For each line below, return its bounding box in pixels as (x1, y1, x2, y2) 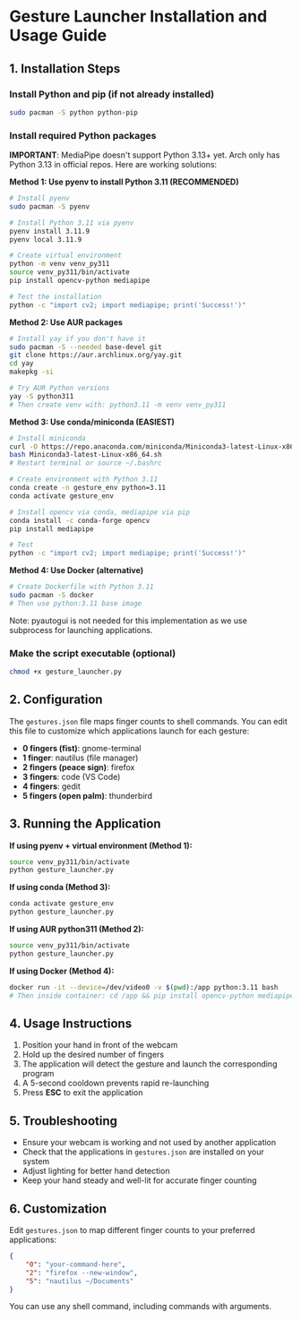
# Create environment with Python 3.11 (9, 475, 159, 484)
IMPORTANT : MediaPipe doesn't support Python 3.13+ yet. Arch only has (9, 150, 280, 160)
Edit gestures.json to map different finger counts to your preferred (9, 1225, 255, 1236)
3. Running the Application (9, 817, 161, 832)
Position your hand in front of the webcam (21, 1040, 178, 1050)
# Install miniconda (9, 433, 87, 442)
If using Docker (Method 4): (9, 965, 115, 976)
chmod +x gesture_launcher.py (9, 667, 123, 677)
